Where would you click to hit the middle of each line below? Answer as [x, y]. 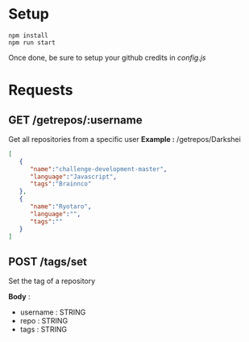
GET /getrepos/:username [75, 120]
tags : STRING [43, 329]
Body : [19, 297]
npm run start [32, 42]
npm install [28, 35]
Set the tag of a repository [52, 281]
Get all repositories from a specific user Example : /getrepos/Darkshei [125, 139]
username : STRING [53, 312]
